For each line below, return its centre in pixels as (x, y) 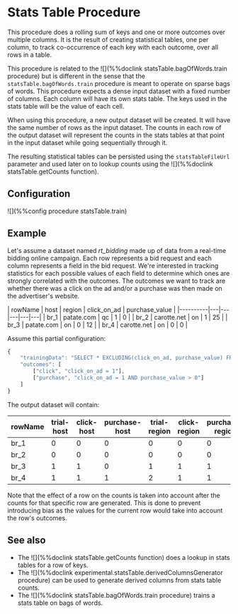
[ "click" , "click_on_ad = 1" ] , (79, 371)
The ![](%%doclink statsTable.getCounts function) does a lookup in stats (124, 557)
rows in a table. (30, 55)
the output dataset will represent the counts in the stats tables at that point (116, 135)
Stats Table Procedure (74, 12)
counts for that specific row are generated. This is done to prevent (104, 502)
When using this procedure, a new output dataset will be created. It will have (119, 120)
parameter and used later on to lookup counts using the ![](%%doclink (110, 163)
